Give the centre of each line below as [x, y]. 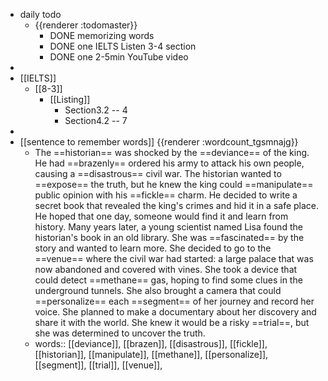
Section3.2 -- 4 [96, 110]
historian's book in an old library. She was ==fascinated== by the [169, 237]
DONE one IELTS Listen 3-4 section [123, 46]
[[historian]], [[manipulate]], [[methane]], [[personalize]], [151, 354]
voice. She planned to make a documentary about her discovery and [175, 312]
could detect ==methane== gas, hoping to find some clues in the [168, 280]
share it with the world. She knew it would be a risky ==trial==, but [172, 322]
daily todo [40, 14]
